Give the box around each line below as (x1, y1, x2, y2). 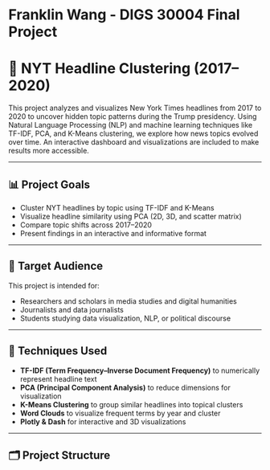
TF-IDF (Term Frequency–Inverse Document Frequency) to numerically (19, 366, 260, 375)
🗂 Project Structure (8, 448, 111, 462)
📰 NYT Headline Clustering (8, 59, 191, 78)
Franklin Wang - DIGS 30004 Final (8, 6, 240, 24)
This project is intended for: (8, 280, 100, 290)
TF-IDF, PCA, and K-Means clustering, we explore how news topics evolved (8, 129, 259, 138)
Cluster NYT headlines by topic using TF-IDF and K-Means (19, 202, 215, 212)
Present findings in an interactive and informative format (19, 228, 207, 238)
